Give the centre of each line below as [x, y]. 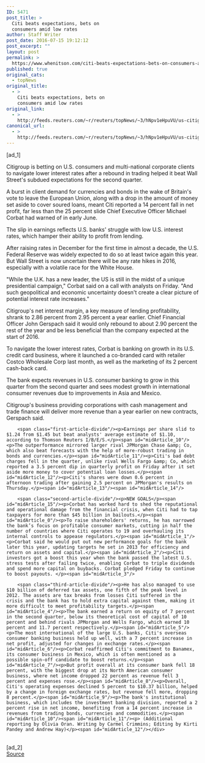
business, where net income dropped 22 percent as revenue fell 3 [92, 676]
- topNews [24, 80]
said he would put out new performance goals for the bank [110, 542]
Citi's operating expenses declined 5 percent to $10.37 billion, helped [102, 686]
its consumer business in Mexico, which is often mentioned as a [91, 654]
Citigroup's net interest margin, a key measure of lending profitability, [93, 311]
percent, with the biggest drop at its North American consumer [90, 670]
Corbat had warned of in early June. [52, 218]
